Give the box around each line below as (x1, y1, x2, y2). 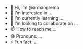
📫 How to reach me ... (10, 26, 57, 32)
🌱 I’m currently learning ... (10, 15, 64, 21)
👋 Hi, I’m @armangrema (10, 5, 59, 10)
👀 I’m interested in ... (10, 10, 53, 16)
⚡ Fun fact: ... (10, 39, 38, 45)
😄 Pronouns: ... (10, 33, 43, 39)
